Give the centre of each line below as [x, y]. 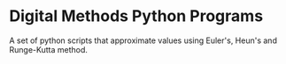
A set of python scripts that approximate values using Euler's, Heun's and [143, 40]
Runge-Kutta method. [49, 49]
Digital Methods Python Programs [136, 16]
